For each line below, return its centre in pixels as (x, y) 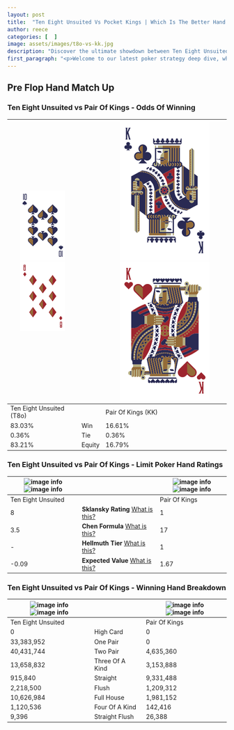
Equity (90, 445)
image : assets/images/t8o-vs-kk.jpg (60, 44)
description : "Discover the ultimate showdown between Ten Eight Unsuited (118, 51)
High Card (108, 632)
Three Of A (110, 661)
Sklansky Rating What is (117, 509)
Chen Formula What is (114, 526)
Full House (109, 697)
